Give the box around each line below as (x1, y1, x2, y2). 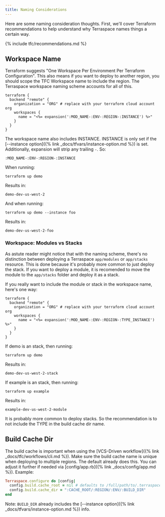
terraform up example (5, 389, 50, 394)
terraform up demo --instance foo (5, 210, 76, 215)
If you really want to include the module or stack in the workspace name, (5, 281, 152, 287)
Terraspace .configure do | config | (5, 478, 76, 484)
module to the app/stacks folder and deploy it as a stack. (5, 272, 120, 277)
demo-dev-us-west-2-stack (5, 371, 58, 376)
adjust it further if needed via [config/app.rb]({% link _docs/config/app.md (5, 463, 156, 469)
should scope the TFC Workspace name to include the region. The (5, 78, 140, 84)
